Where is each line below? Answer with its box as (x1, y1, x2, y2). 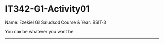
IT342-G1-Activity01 (5, 3, 90, 15)
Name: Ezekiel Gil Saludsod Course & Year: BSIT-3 (5, 19, 106, 25)
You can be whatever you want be (5, 29, 74, 34)
